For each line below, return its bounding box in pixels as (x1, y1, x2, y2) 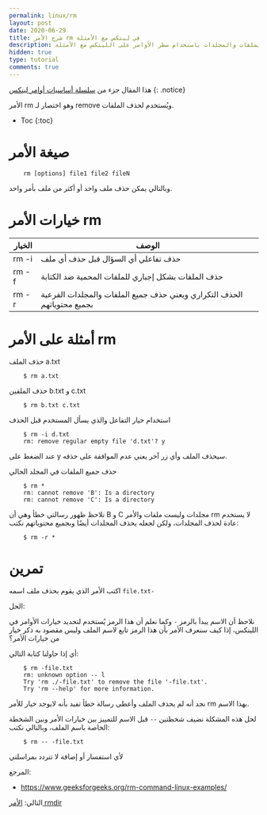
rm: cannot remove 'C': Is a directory (23, 496, 155, 504)
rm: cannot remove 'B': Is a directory (23, 489, 155, 497)
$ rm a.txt (23, 371, 59, 380)
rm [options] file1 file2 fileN (23, 169, 130, 177)
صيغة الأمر (9, 143, 70, 161)
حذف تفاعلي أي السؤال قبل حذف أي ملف (40, 253, 181, 264)
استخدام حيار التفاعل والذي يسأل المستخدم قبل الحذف (9, 415, 171, 425)
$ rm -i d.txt (23, 430, 70, 438)
